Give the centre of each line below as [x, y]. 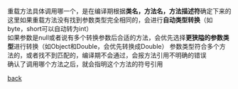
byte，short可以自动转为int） [50, 29]
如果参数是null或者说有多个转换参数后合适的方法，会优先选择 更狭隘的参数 [115, 37]
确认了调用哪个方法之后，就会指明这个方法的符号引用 [85, 64]
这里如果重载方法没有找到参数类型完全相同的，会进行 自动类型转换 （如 [110, 20]
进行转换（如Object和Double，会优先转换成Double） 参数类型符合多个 [117, 46]
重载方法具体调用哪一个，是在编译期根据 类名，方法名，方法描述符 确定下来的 [119, 11]
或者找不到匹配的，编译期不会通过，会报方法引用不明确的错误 [116, 55]
